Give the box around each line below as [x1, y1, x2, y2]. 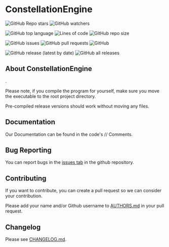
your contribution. [5, 193, 43, 199]
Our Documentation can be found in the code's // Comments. [5, 131, 133, 137]
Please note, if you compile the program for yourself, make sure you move [5, 88, 159, 94]
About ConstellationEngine [5, 64, 93, 73]
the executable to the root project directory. [5, 93, 96, 99]
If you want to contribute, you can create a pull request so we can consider [5, 188, 162, 194]
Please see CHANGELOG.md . [5, 236, 67, 242]
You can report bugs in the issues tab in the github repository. [5, 159, 134, 165]
